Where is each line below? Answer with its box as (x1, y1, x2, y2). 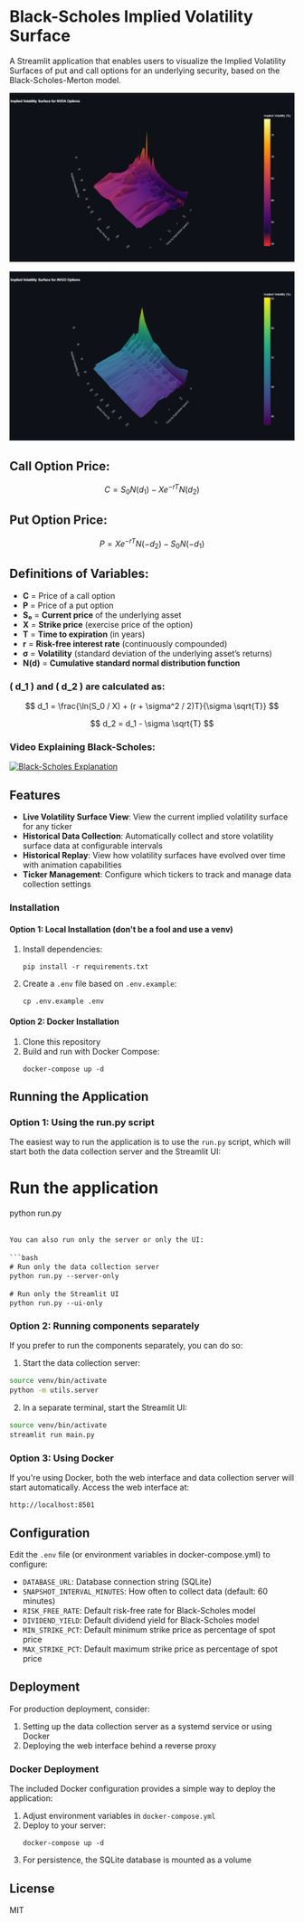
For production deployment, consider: (9, 1703, 151, 1714)
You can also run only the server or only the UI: (9, 1236, 204, 1245)
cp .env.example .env (22, 997, 104, 1006)
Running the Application (9, 1088, 149, 1104)
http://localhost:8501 (9, 1501, 95, 1510)
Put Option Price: (9, 513, 108, 528)
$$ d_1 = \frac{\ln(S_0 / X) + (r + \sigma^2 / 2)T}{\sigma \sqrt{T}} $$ (24, 701, 280, 712)
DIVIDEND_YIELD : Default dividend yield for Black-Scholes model (22, 1615, 260, 1625)
